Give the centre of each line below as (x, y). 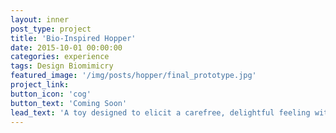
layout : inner (40, 19)
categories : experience (60, 57)
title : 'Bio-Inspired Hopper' (73, 38)
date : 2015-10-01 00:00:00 (66, 47)
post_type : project (51, 29)
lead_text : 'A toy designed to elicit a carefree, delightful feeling (160, 112)
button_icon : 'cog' (51, 94)
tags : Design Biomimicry (62, 66)
